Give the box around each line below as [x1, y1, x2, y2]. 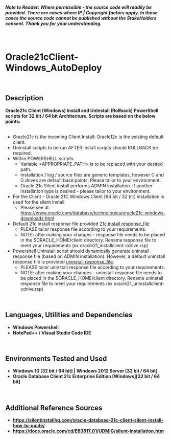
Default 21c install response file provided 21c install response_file [12, 221, 150, 227]
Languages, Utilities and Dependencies [5, 311, 133, 319]
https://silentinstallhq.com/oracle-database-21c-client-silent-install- [12, 417, 164, 423]
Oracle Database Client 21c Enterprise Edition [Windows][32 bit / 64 [12, 374, 160, 380]
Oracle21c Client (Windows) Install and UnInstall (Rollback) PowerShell [5, 107, 159, 114]
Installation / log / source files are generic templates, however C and [20, 171, 164, 178]
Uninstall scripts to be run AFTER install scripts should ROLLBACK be [12, 144, 158, 150]
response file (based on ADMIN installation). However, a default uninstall [12, 253, 165, 259]
